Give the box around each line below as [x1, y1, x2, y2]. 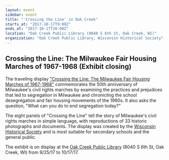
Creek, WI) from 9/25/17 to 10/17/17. [5, 149, 79, 155]
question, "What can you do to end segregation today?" [5, 102, 121, 109]
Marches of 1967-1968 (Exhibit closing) [5, 62, 132, 71]
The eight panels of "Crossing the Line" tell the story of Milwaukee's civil [5, 112, 157, 118]
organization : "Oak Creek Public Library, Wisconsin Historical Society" [5, 36, 164, 41]
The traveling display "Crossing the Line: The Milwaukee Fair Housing [5, 75, 150, 82]
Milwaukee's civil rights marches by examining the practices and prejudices [5, 87, 162, 93]
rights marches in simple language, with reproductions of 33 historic [5, 117, 147, 124]
